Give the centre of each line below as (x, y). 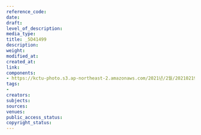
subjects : (19, 100)
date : (13, 17)
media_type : (21, 34)
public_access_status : (34, 117)
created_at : (21, 62)
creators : (19, 95)
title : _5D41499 (26, 39)
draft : (14, 23)
